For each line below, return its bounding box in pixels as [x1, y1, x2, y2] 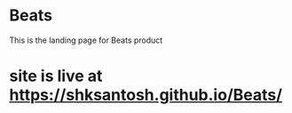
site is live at [9, 66, 103, 86]
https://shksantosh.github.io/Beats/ [9, 85, 282, 105]
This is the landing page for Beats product [9, 35, 163, 45]
